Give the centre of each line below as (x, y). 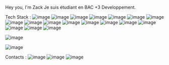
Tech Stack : (18, 17)
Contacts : (16, 57)
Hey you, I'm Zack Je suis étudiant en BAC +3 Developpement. (71, 7)
